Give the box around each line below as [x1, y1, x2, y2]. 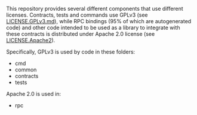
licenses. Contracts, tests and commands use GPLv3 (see [6, 11, 148, 18]
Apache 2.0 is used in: [6, 91, 61, 97]
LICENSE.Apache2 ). [6, 37, 56, 43]
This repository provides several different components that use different [6, 5, 183, 12]
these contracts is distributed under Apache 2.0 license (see [6, 30, 155, 38]
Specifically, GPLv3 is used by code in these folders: [6, 48, 136, 55]
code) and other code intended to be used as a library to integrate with [6, 24, 180, 31]
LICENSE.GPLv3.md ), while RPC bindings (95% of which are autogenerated [6, 18, 192, 24]
